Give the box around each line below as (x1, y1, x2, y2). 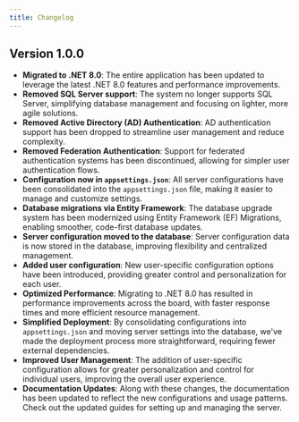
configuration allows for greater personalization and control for (21, 364, 255, 376)
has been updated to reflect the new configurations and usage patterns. (21, 392, 288, 403)
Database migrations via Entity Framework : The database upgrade (21, 203, 273, 214)
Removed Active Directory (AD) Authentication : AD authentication (21, 117, 271, 128)
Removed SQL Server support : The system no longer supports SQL (21, 89, 273, 99)
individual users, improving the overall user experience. (21, 374, 226, 384)
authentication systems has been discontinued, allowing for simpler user (21, 156, 290, 166)
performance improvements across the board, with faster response (21, 298, 270, 308)
